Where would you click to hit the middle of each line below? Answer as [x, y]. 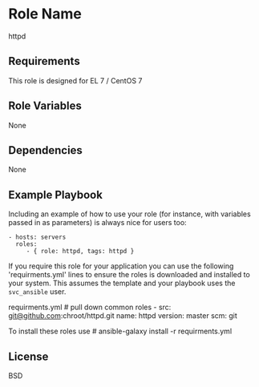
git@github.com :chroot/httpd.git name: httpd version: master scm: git [123, 316]
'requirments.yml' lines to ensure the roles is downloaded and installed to [129, 275]
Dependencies [45, 150]
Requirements [44, 61]
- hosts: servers [37, 237]
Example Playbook [55, 194]
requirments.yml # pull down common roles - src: [90, 307]
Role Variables [45, 106]
